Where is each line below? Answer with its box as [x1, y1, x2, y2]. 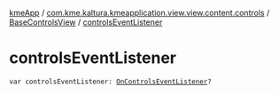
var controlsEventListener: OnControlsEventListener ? [9, 77, 213, 86]
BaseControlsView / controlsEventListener [9, 17, 163, 27]
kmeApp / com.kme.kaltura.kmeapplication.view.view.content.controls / [9, 8, 270, 18]
